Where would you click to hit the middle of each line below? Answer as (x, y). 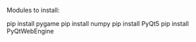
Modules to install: (33, 10)
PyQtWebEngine (30, 31)
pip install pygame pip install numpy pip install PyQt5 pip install (98, 23)
